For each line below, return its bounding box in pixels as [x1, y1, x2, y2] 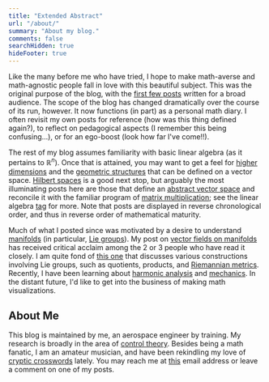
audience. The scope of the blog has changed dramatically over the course [8, 98, 260, 107]
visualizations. [8, 285, 57, 295]
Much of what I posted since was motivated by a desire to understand [8, 225, 241, 235]
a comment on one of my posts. [8, 365, 115, 375]
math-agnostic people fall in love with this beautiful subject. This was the [8, 80, 253, 90]
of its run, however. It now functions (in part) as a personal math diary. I [8, 106, 247, 116]
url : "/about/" [8, 19, 60, 28]
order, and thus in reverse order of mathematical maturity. [8, 210, 202, 219]
